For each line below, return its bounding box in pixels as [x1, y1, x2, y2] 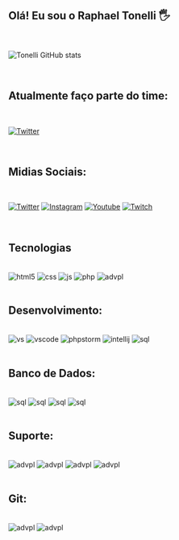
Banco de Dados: [8, 366, 96, 380]
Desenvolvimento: [8, 304, 103, 318]
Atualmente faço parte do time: [8, 89, 169, 103]
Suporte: [8, 429, 54, 443]
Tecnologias [8, 241, 72, 255]
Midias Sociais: [8, 165, 87, 179]
